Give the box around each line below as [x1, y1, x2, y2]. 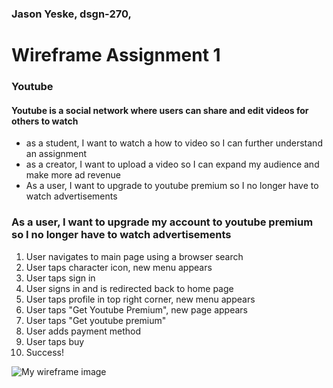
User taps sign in [25, 272, 96, 284]
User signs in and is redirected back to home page [25, 282, 234, 294]
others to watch [11, 115, 79, 127]
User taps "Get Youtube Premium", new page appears [25, 303, 249, 316]
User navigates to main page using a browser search [25, 250, 244, 262]
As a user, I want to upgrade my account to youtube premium [11, 215, 314, 229]
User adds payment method [25, 325, 142, 337]
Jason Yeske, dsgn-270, [11, 7, 132, 21]
